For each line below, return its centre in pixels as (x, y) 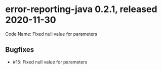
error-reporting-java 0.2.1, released (81, 9)
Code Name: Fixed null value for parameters (51, 34)
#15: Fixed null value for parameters (50, 62)
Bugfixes (20, 50)
